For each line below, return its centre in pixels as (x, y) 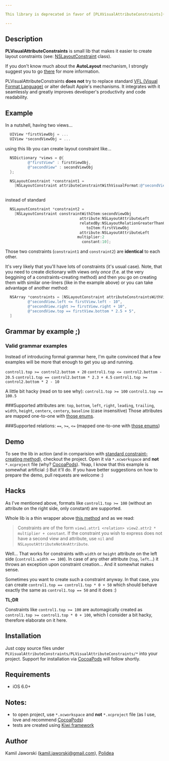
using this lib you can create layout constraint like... (58, 149)
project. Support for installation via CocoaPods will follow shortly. (73, 658)
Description (24, 39)
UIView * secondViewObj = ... (40, 139)
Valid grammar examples (36, 346)
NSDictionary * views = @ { (37, 158)
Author (16, 741)
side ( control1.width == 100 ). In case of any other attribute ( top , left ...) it (82, 559)
